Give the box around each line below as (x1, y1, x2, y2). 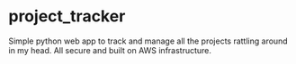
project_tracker (8, 6, 126, 27)
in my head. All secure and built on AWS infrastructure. (8, 44, 212, 55)
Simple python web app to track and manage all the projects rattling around (8, 36, 289, 46)
